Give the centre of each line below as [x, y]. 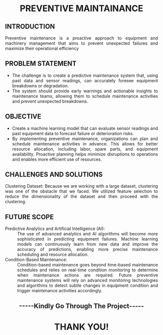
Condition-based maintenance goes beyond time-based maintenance [88, 265]
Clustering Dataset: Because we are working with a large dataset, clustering [81, 186]
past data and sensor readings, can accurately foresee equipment [85, 80]
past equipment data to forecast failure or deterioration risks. [73, 133]
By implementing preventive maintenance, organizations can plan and [85, 139]
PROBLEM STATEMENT [41, 64]
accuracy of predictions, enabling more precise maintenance [88, 249]
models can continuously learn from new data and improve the [88, 244]
